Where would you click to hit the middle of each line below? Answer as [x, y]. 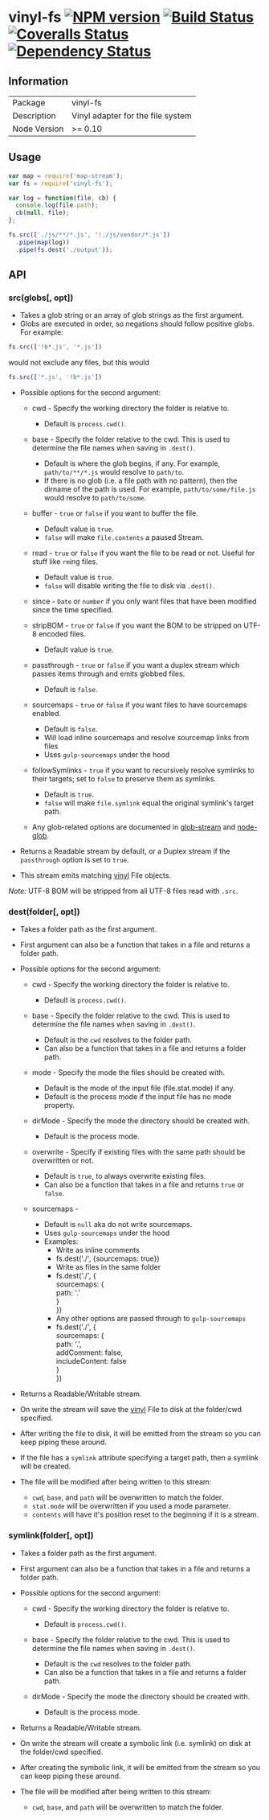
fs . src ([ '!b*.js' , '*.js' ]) [55, 347]
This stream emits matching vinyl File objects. [95, 875]
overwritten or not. [63, 1161]
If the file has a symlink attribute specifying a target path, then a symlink [139, 1458]
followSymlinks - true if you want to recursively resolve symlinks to [143, 770]
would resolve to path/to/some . [95, 498]
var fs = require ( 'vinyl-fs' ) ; [61, 183]
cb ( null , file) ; [43, 213]
